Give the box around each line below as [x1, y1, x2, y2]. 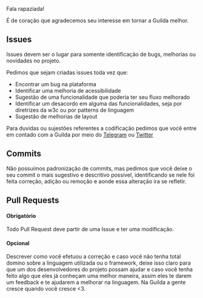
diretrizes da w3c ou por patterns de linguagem [15, 106, 135, 113]
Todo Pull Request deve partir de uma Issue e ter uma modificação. [6, 226, 175, 233]
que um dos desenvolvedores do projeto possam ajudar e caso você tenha [6, 266, 193, 273]
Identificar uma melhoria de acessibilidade [15, 87, 121, 94]
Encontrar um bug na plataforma [15, 80, 97, 87]
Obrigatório [6, 212, 36, 219]
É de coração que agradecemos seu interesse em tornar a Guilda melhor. [6, 17, 189, 24]
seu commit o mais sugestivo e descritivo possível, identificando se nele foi [6, 171, 195, 178]
